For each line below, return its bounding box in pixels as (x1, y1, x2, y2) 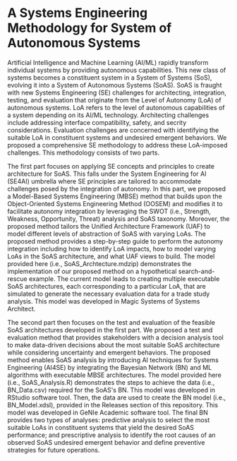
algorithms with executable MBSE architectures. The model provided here (7, 371, 222, 379)
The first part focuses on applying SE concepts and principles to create (7, 162, 215, 170)
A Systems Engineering (7, 5, 148, 21)
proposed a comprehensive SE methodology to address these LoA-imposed (7, 140, 228, 149)
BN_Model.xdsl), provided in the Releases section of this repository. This (7, 400, 219, 409)
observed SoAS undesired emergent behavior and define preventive (7, 438, 205, 446)
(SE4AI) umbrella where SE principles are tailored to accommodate (7, 176, 202, 185)
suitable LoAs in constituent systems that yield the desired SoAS (7, 423, 195, 431)
